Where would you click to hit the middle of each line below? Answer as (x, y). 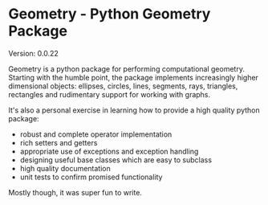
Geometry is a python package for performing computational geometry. (126, 68)
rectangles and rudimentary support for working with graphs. (110, 94)
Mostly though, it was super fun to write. (75, 192)
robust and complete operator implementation (96, 134)
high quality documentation (65, 168)
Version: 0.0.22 (33, 53)
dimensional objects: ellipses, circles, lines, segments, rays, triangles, (123, 86)
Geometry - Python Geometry (110, 14)
